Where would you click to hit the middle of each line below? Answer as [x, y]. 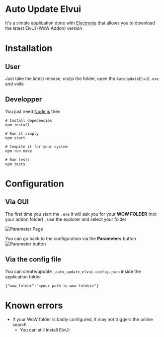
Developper [24, 100]
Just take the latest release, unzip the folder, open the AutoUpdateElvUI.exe [82, 79]
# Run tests [17, 160]
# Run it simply [22, 133]
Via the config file [33, 259]
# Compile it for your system [37, 147]
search [19, 325]
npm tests [15, 164]
